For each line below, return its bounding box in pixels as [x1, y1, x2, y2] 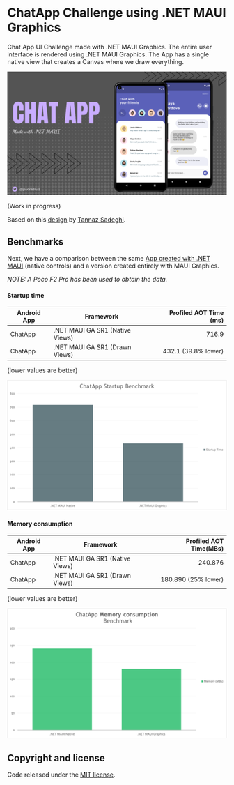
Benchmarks [7, 236, 64, 247]
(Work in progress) [7, 202, 61, 211]
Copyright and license [7, 752, 106, 764]
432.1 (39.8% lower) [162, 346, 224, 355]
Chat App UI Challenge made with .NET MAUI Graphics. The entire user [7, 43, 212, 51]
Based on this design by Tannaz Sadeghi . [7, 215, 126, 224]
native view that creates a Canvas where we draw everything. [7, 57, 185, 66]
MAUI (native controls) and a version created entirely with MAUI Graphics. [7, 261, 219, 270]
